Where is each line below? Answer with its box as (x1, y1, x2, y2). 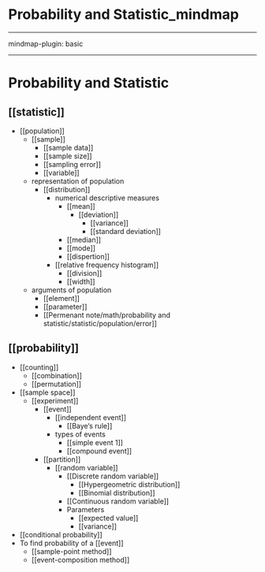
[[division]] (66, 268, 103, 277)
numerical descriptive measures (54, 193, 160, 202)
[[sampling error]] (43, 159, 101, 169)
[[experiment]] (31, 396, 79, 405)
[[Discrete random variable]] (66, 471, 159, 481)
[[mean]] (66, 201, 96, 210)
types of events (54, 429, 106, 439)
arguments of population (31, 285, 112, 295)
